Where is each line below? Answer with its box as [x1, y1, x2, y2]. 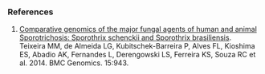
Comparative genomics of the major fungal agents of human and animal [18, 25, 258, 34]
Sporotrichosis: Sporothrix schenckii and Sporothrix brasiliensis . [18, 33, 232, 42]
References [7, 6, 54, 18]
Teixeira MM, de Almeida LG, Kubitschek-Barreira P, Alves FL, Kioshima [18, 41, 255, 51]
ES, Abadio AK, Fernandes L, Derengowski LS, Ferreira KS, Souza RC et [18, 50, 256, 60]
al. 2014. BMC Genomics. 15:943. [18, 58, 129, 68]
